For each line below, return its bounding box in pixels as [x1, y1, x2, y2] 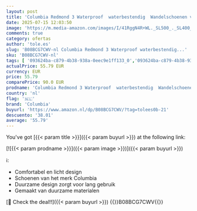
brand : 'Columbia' [6, 101, 51, 107]
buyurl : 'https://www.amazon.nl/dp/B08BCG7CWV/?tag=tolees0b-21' [6, 107, 169, 113]
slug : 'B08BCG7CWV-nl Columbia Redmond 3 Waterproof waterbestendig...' [6, 47, 188, 53]
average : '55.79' [6, 118, 49, 124]
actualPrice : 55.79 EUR [6, 63, 64, 69]
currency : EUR [6, 69, 41, 74]
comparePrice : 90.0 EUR [6, 80, 64, 86]
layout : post [6, 8, 38, 15]
